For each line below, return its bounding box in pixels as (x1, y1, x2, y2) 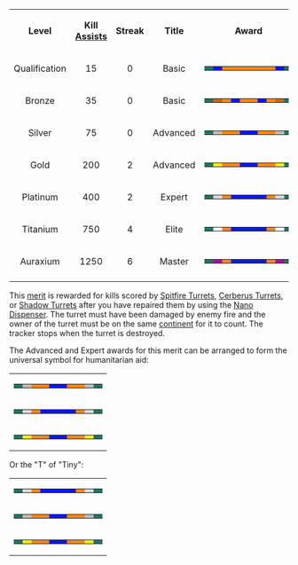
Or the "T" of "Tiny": (9, 459, 84, 469)
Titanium (21, 224, 59, 235)
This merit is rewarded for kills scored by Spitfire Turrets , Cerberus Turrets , (9, 290, 284, 301)
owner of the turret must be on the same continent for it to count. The (9, 318, 263, 329)
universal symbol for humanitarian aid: (9, 355, 149, 365)
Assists (74, 30, 108, 43)
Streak (115, 25, 145, 36)
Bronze (25, 95, 55, 106)
